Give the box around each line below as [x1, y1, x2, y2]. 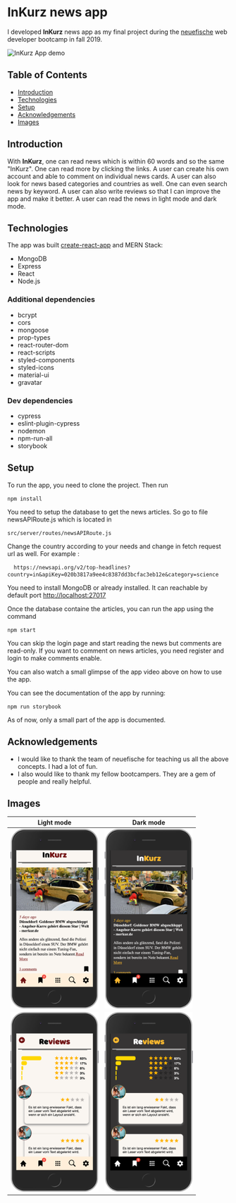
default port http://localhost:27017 [7, 591, 106, 599]
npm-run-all [17, 434, 53, 443]
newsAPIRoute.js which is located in [7, 515, 112, 524]
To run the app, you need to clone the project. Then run [7, 481, 168, 489]
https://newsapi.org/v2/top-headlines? [13, 564, 131, 571]
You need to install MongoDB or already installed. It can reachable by [7, 583, 208, 592]
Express [17, 262, 42, 271]
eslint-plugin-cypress [17, 419, 80, 427]
